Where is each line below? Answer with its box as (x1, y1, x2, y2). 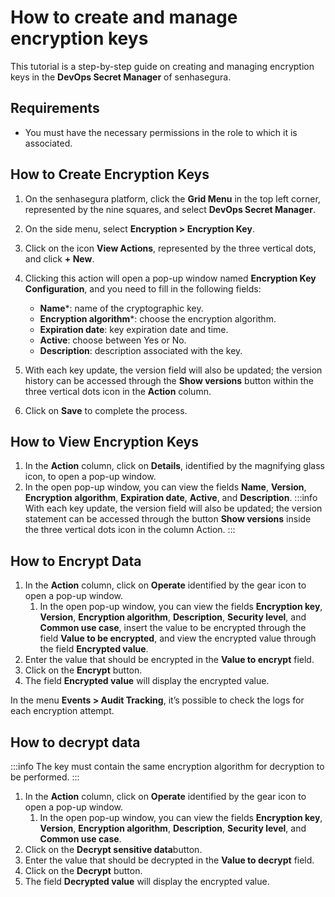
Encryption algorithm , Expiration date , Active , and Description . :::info (24, 492, 318, 504)
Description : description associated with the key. (39, 344, 243, 356)
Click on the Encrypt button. (24, 664, 143, 676)
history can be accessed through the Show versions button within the (24, 374, 314, 386)
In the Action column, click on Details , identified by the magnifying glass (24, 460, 325, 472)
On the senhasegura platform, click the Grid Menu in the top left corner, (24, 192, 321, 205)
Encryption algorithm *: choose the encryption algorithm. (39, 312, 277, 325)
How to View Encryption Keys (10, 433, 199, 450)
